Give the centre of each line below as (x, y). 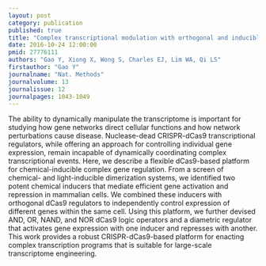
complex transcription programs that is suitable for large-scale (110, 245)
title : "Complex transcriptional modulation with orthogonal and (118, 38)
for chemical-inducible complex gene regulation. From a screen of (116, 169)
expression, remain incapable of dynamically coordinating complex (118, 153)
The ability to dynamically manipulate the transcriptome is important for (125, 119)
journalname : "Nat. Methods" (56, 74)
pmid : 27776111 (33, 52)
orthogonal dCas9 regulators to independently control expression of (119, 203)
